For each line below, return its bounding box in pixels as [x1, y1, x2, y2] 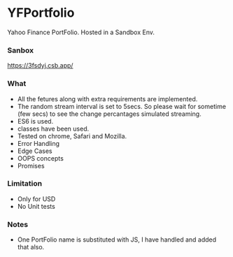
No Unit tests [17, 202, 56, 210]
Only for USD [17, 194, 56, 203]
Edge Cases [17, 147, 52, 155]
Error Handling [17, 139, 60, 147]
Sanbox [7, 45, 34, 55]
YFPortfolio [7, 5, 75, 21]
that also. [17, 243, 45, 251]
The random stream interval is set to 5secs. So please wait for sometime [17, 102, 226, 110]
